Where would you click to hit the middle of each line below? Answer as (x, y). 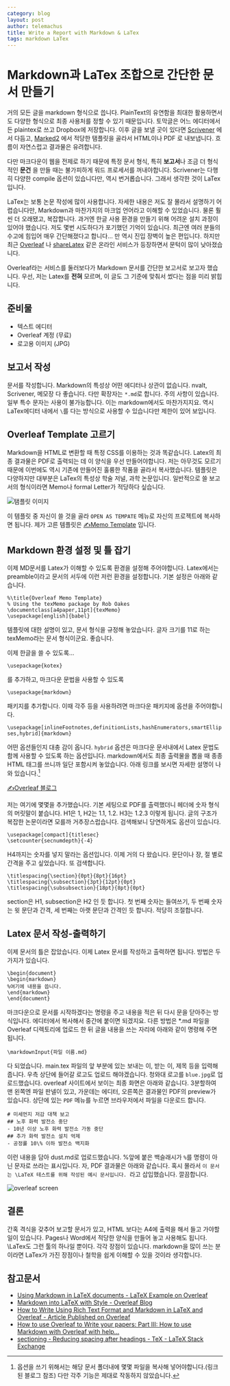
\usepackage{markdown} (39, 693)
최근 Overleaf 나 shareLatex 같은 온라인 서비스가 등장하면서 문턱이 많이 (103, 245)
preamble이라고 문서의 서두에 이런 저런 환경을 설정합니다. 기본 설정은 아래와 (109, 576)
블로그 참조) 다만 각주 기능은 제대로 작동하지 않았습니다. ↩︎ (102, 1376)
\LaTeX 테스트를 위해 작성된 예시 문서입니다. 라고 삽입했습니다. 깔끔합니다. (112, 1174)
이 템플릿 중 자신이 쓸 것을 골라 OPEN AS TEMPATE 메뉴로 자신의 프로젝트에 (105, 516)
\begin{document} (32, 973)
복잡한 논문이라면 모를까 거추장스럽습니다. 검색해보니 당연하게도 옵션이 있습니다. (114, 821)
